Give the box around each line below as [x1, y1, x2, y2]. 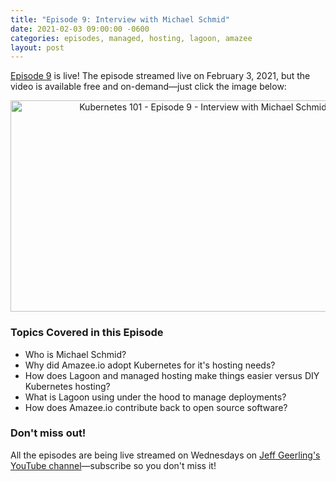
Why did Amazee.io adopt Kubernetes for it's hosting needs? [24, 359, 276, 371]
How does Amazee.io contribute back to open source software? [24, 401, 288, 413]
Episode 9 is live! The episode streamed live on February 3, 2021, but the [10, 70, 311, 82]
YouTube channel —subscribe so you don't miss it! [10, 459, 217, 471]
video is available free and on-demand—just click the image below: [10, 81, 287, 93]
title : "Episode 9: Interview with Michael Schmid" [10, 14, 230, 25]
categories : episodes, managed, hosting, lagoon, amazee [10, 33, 253, 43]
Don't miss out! [10, 426, 87, 440]
